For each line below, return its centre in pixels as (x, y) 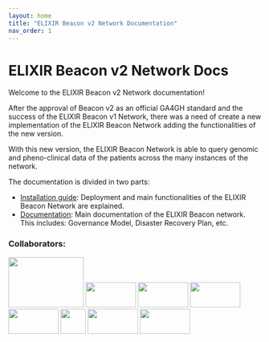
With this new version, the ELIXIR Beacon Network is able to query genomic (133, 149)
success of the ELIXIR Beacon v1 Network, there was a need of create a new (135, 116)
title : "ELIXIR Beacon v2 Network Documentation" (93, 23)
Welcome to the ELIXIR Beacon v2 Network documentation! (107, 92)
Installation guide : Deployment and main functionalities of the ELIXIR (133, 197)
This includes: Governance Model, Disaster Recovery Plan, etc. (124, 223)
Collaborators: (37, 244)
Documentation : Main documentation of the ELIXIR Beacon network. (133, 214)
